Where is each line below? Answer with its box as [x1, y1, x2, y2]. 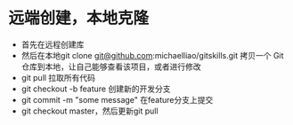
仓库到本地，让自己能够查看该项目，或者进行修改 [20, 61, 201, 72]
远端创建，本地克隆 [8, 8, 150, 28]
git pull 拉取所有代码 [20, 72, 95, 82]
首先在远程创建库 [20, 39, 85, 50]
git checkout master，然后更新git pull [20, 105, 159, 116]
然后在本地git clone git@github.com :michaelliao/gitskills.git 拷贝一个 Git [20, 50, 284, 60]
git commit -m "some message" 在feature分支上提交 [20, 94, 214, 105]
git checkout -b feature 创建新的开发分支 [20, 83, 171, 94]
